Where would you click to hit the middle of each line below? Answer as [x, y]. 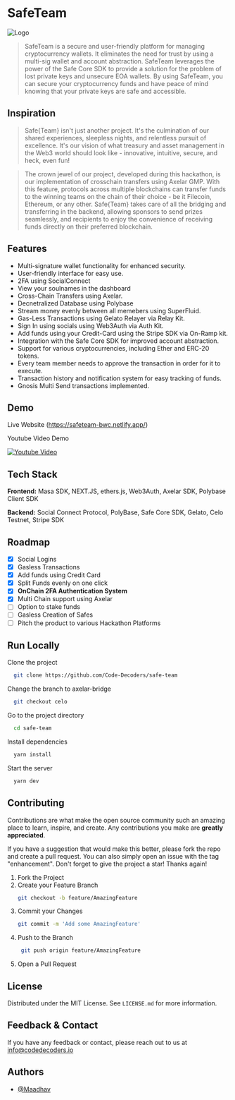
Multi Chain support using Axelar [65, 599]
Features [27, 249]
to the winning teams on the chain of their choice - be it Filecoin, [118, 196]
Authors [26, 1072]
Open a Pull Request [47, 964]
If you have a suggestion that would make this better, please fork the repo [114, 849]
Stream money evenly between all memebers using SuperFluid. [109, 310]
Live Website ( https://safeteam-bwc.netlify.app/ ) [78, 425]
